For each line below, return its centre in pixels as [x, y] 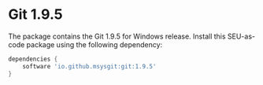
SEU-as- [241, 36]
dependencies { [33, 59]
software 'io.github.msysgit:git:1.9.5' [89, 66]
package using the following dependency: [94, 44]
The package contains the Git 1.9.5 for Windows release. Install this [117, 36]
